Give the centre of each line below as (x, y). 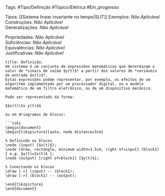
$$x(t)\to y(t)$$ (23, 106)
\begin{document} (23, 128)
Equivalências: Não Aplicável (35, 48)
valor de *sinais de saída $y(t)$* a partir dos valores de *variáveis (81, 71)
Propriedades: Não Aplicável (35, 37)
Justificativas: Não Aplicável (34, 53)
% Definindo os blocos (29, 141)
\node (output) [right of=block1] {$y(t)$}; (52, 158)
